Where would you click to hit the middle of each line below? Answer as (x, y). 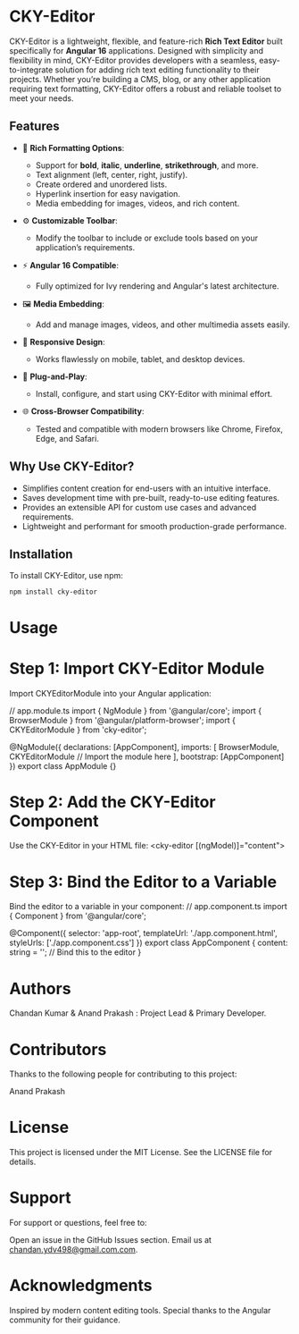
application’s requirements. (85, 247)
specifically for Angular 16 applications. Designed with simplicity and (137, 50)
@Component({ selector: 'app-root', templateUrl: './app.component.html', (144, 933)
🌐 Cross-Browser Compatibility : (83, 411)
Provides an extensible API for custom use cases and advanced (139, 507)
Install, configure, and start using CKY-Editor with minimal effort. (154, 393)
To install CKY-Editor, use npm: (66, 576)
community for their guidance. (65, 1320)
